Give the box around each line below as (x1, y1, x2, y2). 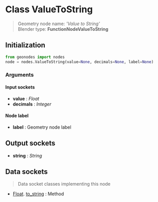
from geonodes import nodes (5, 54, 65, 59)
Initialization (5, 41, 46, 50)
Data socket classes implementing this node (17, 181, 111, 187)
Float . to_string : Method (12, 191, 64, 197)
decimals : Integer (12, 101, 51, 107)
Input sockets (5, 84, 35, 90)
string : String (12, 152, 42, 158)
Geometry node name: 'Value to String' (17, 21, 100, 27)
